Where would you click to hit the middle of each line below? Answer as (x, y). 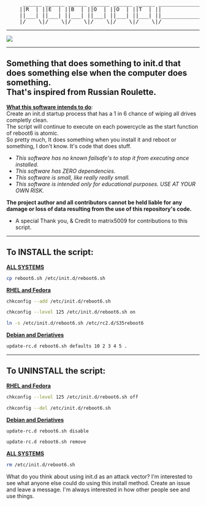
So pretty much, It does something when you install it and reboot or (91, 139)
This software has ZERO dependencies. (65, 171)
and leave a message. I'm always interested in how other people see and (98, 489)
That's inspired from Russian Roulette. (81, 92)
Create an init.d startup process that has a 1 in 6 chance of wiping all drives (101, 113)
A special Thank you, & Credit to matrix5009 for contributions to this (101, 221)
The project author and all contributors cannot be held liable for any (94, 202)
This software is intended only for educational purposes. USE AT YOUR (105, 184)
